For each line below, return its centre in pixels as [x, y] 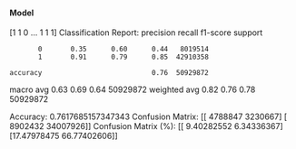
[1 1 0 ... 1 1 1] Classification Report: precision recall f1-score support [136, 33]
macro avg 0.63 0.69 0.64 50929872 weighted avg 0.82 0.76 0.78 [133, 89]
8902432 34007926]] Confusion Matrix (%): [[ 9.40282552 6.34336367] [146, 126]
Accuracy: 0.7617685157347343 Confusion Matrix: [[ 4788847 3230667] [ [148, 116]
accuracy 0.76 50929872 [109, 73]
